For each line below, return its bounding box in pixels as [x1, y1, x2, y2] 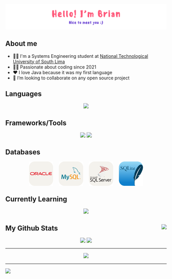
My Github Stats [5, 224, 58, 232]
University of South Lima [12, 58, 65, 65]
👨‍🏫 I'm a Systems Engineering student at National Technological [12, 53, 148, 59]
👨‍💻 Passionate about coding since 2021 [12, 63, 96, 70]
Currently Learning [5, 195, 68, 203]
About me [5, 39, 37, 48]
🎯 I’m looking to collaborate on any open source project [12, 75, 130, 81]
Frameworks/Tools [5, 118, 67, 127]
